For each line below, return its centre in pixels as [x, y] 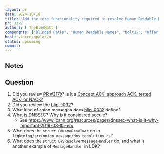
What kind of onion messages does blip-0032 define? [66, 110]
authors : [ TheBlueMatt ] [31, 28]
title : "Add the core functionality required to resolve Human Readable [81, 19]
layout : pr [16, 10]
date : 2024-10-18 [23, 14]
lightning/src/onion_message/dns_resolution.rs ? [62, 135]
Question [19, 82]
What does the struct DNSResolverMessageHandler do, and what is [78, 141]
